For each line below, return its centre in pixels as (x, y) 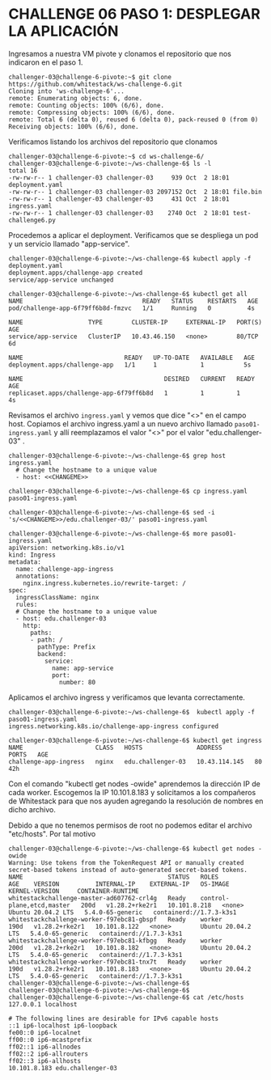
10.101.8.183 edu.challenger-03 (63, 1068)
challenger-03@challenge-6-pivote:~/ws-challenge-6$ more (108, 534)
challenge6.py (32, 220)
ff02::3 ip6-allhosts (45, 1061)
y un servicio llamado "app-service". (69, 244)
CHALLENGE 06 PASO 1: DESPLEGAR (134, 14)
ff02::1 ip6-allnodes (45, 1047)
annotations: (38, 576)
